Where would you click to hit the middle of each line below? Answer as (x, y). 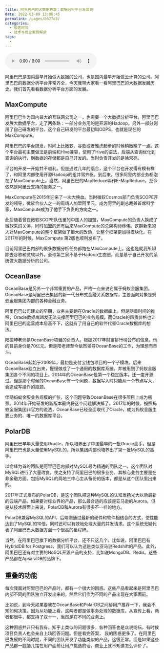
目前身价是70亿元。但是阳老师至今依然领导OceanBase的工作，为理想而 (81, 346)
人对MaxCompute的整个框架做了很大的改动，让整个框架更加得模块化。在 (79, 232)
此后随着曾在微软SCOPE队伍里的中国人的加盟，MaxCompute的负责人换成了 (81, 219)
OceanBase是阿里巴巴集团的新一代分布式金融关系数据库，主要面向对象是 (79, 295)
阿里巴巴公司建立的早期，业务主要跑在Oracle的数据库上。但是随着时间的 (78, 311)
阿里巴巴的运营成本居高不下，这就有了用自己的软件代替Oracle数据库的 (76, 324)
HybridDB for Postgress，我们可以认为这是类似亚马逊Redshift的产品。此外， (82, 546)
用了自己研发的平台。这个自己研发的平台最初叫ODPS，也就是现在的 (73, 129)
